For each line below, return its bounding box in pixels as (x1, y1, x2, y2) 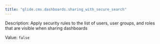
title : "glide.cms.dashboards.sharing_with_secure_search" (5, 7, 127, 12)
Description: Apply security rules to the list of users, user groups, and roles (5, 20, 155, 26)
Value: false (5, 34, 30, 40)
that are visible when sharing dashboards (5, 25, 88, 31)
